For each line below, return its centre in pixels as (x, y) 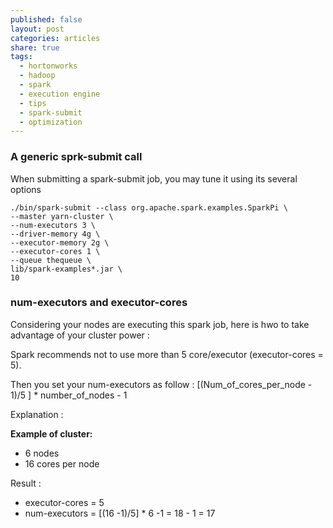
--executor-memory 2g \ (60, 242)
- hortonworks (48, 66)
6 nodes (42, 453)
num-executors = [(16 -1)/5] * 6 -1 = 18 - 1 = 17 (120, 513)
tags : (21, 57)
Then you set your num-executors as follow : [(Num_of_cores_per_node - (161, 384)
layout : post (37, 29)
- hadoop (37, 76)
